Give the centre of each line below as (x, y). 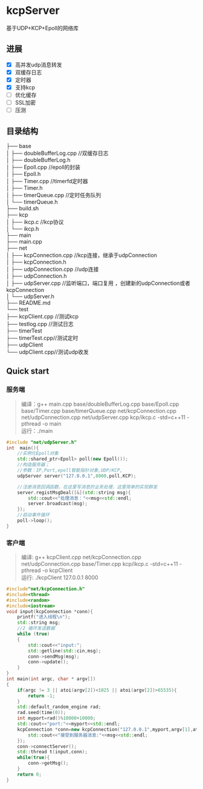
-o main (52, 423)
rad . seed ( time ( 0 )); (42, 713)
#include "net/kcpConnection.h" (46, 589)
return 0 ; (30, 774)
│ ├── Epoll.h (24, 174)
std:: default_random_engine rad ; (59, 707)
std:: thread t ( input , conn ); (52, 752)
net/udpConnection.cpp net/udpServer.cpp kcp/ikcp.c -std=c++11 (103, 417)
